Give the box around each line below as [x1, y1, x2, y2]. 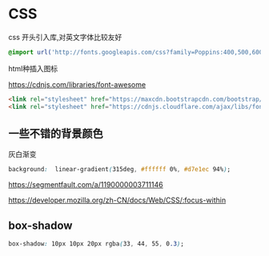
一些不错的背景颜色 [8, 126, 103, 140]
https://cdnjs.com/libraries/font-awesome [8, 79, 147, 89]
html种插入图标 [8, 63, 58, 73]
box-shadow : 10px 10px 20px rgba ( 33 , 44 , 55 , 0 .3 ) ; [8, 240, 184, 248]
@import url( [8, 48, 52, 56]
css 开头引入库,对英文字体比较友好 [8, 32, 122, 42]
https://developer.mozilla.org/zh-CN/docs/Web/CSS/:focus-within [8, 195, 227, 205]
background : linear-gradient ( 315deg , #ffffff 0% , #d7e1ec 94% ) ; [8, 166, 231, 174]
